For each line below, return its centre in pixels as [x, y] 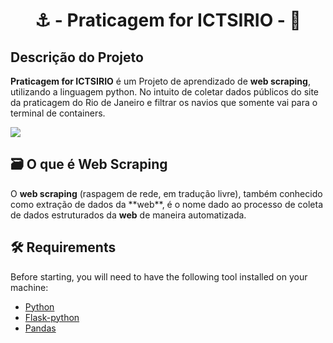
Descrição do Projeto [77, 57]
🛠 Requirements [63, 247]
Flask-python [52, 317]
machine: [29, 287]
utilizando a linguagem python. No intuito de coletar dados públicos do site [165, 92]
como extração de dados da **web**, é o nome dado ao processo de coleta [167, 204]
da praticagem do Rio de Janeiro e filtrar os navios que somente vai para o [164, 102]
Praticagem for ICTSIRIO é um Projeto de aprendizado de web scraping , [160, 81]
